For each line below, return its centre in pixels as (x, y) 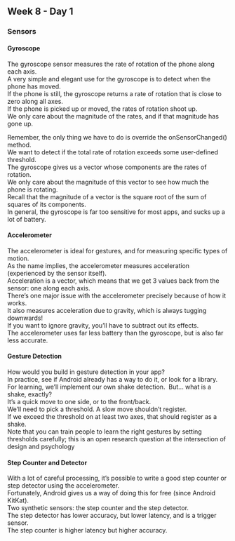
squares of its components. (47, 204)
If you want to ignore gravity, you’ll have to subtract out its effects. (103, 325)
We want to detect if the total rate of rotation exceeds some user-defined (113, 152)
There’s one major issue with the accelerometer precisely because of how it (117, 295)
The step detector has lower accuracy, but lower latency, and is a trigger (112, 516)
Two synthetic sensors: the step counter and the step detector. (98, 508)
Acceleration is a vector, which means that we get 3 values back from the (113, 281)
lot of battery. (27, 219)
